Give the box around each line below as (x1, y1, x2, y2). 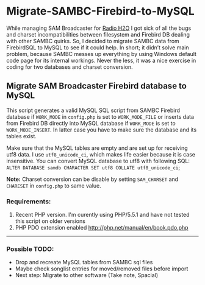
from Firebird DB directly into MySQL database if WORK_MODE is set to (6, 119, 176, 127)
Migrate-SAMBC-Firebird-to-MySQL (6, 4, 195, 18)
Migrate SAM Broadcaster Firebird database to (6, 81, 187, 91)
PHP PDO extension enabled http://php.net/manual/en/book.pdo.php (15, 224, 189, 231)
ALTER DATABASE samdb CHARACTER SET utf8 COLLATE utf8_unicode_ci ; (6, 163, 181, 171)
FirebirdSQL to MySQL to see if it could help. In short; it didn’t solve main (6, 44, 189, 51)
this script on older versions (15, 217, 85, 225)
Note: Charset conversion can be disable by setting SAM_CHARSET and (6, 175, 179, 183)
